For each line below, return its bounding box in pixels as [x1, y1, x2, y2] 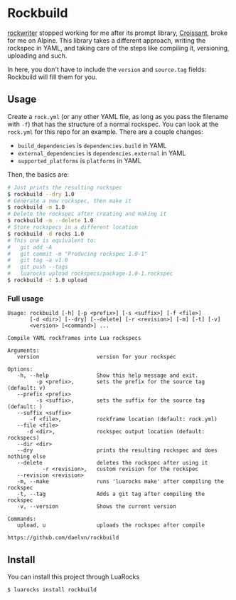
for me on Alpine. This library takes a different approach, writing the [7, 36, 206, 44]
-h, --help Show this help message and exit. [16, 372, 199, 379]
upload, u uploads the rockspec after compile [16, 522, 205, 529]
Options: [7, 366, 33, 373]
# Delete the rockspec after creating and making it [7, 210, 167, 218]
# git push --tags [7, 264, 69, 271]
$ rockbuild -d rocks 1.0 [7, 230, 84, 237]
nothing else [7, 453, 46, 460]
